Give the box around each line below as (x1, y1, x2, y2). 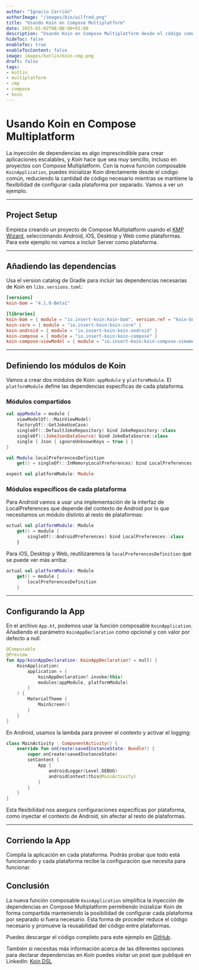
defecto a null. (6, 635, 41, 642)
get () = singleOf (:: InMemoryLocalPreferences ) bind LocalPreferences (17, 460, 192, 466)
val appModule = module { (6, 411, 70, 417)
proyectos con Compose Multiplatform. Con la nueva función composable (6, 162, 187, 169)
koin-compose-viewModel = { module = (6, 339, 99, 345)
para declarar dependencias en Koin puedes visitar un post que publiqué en (6, 951, 191, 958)
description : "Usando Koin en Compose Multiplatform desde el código (6, 31, 182, 37)
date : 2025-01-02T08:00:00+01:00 (6, 25, 89, 31)
